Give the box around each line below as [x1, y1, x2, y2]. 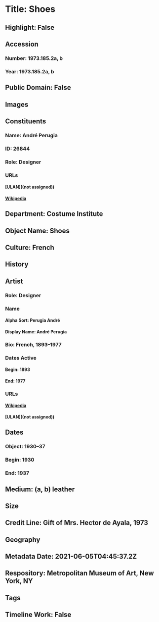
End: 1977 [5, 378, 26, 384]
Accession [5, 40, 39, 48]
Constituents [5, 117, 46, 125]
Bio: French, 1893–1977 [5, 341, 62, 348]
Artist [5, 277, 23, 285]
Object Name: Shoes [5, 226, 70, 235]
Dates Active [5, 354, 37, 361]
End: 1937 [5, 469, 30, 476]
